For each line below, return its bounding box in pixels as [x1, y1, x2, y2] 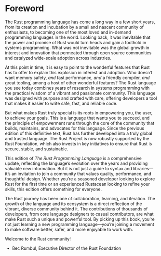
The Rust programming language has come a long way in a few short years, [5, 19, 155, 25]
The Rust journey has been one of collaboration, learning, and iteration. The [5, 195, 156, 201]
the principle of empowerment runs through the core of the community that [5, 120, 155, 126]
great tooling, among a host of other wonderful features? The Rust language [5, 80, 156, 85]
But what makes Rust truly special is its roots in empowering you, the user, [5, 110, 153, 115]
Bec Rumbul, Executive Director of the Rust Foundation [12, 245, 121, 251]
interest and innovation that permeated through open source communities [5, 49, 152, 56]
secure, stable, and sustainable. [5, 146, 68, 152]
